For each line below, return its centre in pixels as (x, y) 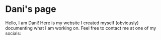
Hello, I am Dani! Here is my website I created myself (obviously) (72, 23)
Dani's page (31, 9)
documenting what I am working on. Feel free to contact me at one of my (81, 28)
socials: (13, 33)
